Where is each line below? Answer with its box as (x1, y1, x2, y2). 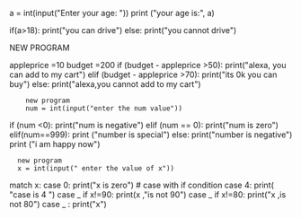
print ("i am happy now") (9, 139, 101, 149)
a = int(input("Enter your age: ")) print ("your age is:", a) (9, 8, 216, 18)
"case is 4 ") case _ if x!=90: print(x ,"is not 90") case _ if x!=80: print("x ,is (9, 189, 287, 200)
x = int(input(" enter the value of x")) (17, 164, 175, 173)
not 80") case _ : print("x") (9, 199, 108, 209)
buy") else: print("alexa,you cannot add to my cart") (9, 79, 201, 89)
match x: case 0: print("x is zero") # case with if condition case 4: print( (9, 179, 274, 190)
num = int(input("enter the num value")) (25, 104, 182, 113)
